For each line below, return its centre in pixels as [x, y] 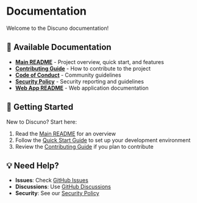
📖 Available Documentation [59, 47]
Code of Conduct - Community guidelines [68, 75]
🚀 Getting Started [40, 107]
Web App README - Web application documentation [82, 88]
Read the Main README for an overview [65, 134]
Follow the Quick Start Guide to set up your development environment [103, 140]
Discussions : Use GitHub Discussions [63, 187]
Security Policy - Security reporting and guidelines [80, 81]
